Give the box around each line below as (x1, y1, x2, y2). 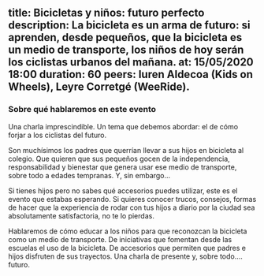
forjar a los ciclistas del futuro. (8, 130, 107, 140)
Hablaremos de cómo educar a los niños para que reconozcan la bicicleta (8, 226, 247, 236)
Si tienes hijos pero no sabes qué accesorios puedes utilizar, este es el (8, 185, 238, 196)
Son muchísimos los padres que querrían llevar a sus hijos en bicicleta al (8, 145, 244, 155)
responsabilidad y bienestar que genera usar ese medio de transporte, (8, 162, 237, 172)
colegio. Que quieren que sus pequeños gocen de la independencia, (8, 154, 230, 163)
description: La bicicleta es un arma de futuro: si (8, 19, 251, 32)
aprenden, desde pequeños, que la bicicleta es (8, 31, 243, 44)
